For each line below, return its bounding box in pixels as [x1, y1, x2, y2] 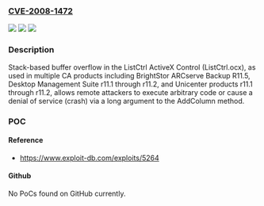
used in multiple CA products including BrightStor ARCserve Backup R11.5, [8, 71, 251, 80]
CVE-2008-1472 [8, 6, 74, 17]
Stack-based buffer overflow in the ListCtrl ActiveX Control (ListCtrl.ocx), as [8, 62, 256, 72]
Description [8, 44, 55, 55]
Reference [8, 135, 44, 145]
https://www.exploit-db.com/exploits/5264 [19, 153, 160, 162]
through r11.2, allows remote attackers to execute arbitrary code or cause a [8, 87, 254, 97]
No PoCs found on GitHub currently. [8, 189, 126, 198]
